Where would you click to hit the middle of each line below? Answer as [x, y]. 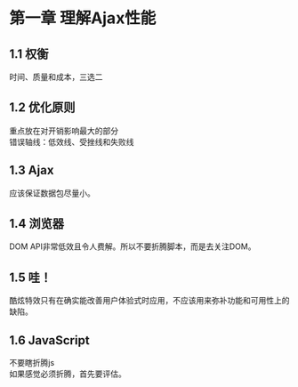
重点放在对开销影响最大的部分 [64, 131]
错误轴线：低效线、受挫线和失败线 [72, 141]
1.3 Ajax [32, 170]
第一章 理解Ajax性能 [83, 18]
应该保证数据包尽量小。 [52, 193]
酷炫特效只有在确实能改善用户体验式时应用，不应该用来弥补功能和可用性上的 [149, 301]
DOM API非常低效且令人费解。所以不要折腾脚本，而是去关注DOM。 [133, 246]
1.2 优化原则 [42, 108]
